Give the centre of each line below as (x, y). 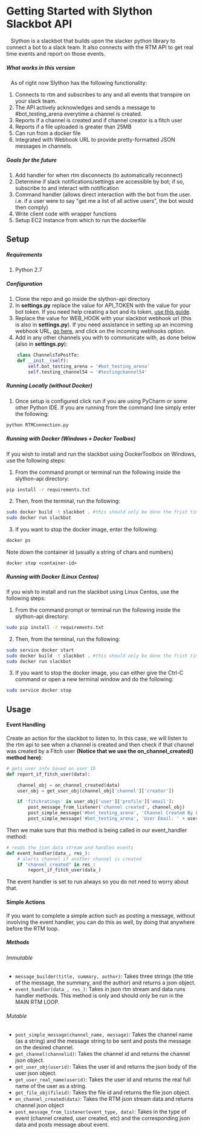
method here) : (24, 757)
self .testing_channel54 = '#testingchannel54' (88, 372)
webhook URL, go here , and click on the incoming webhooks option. (100, 331)
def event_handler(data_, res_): (48, 853)
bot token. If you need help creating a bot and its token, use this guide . (103, 312)
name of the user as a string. (51, 1086)
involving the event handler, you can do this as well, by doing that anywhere (101, 922)
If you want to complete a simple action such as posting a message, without (101, 915)
